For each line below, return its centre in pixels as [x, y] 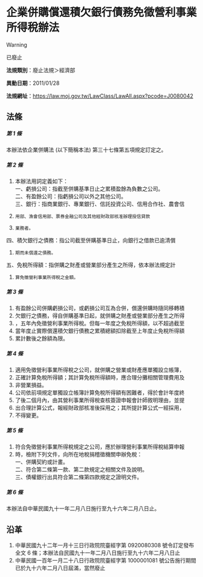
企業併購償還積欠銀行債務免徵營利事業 [102, 12]
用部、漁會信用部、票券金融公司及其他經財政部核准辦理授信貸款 [82, 217]
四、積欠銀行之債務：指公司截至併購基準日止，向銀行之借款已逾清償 [91, 241]
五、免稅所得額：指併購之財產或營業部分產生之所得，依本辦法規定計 [91, 265]
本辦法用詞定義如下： [41, 181]
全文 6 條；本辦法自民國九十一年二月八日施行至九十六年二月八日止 [98, 553]
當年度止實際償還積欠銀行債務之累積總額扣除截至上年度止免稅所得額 [100, 331]
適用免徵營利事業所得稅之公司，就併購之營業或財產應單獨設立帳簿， [100, 370]
